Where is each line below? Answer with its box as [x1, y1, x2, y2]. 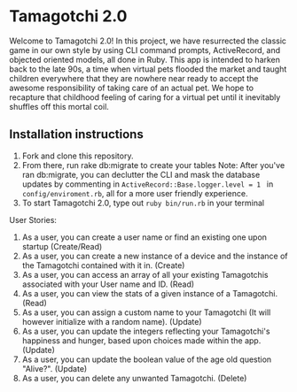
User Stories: [9, 214, 58, 225]
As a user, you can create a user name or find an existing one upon [21, 232, 268, 242]
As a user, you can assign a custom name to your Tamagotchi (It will [21, 307, 271, 318]
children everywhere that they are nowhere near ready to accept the [9, 73, 259, 83]
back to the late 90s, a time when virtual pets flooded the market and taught [9, 64, 287, 74]
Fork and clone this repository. [21, 150, 134, 161]
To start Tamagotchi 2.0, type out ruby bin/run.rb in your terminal [21, 197, 264, 208]
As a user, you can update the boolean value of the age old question [21, 354, 272, 365]
